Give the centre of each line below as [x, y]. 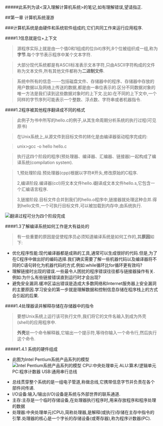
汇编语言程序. [35, 189]
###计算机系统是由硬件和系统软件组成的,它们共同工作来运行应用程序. [74, 28]
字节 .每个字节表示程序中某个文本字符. [54, 54]
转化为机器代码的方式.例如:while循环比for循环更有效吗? [87, 265]
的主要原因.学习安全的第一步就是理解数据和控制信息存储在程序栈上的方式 [85, 289]
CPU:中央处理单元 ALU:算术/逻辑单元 [119, 365]
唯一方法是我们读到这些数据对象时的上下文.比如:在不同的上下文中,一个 [87, 93]
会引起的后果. [25, 295]
